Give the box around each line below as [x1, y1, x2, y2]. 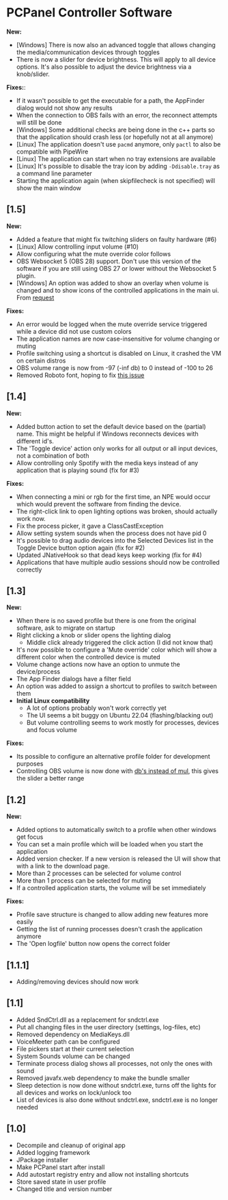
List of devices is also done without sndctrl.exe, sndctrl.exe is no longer [16, 1095, 218, 1104]
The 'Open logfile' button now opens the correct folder [16, 940, 171, 948]
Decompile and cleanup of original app [16, 1141, 126, 1149]
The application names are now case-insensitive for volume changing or [16, 334, 220, 343]
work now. [16, 514, 46, 522]
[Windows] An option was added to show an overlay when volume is [16, 279, 209, 287]
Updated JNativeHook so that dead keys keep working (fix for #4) [16, 550, 202, 559]
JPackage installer [16, 1155, 69, 1164]
